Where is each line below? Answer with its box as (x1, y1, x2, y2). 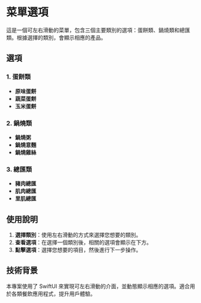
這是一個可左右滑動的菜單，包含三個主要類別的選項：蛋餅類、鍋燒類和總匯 (6, 26, 190, 34)
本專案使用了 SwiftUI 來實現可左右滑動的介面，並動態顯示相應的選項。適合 (6, 283, 190, 290)
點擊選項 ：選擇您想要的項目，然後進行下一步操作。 (14, 247, 142, 254)
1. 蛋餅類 (6, 73, 31, 81)
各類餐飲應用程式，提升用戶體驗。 (11, 290, 96, 297)
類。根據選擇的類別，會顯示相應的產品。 (6, 34, 106, 41)
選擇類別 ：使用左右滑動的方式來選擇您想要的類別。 (14, 232, 142, 239)
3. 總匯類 (6, 165, 32, 173)
